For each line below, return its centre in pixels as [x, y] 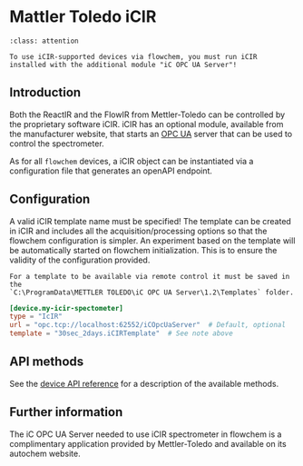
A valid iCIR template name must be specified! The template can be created [151, 221]
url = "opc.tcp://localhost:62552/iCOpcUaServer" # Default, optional [147, 325]
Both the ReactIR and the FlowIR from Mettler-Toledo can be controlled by [147, 114]
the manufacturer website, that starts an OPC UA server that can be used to [151, 134]
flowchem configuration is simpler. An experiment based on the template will [152, 240]
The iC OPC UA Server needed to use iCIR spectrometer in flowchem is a [146, 434]
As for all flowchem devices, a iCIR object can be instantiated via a [132, 161]
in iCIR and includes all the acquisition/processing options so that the [138, 231]
